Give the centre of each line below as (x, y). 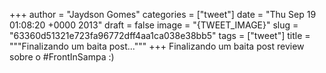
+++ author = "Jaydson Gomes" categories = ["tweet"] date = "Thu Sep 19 (163, 14)
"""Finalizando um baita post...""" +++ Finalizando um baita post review (157, 46)
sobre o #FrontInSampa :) (62, 57)
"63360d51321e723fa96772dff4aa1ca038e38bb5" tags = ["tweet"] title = (160, 35)
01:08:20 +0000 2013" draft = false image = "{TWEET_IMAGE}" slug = (154, 25)
